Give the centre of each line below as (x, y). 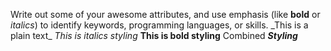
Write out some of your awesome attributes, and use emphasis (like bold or (165, 14)
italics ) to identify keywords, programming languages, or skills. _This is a (159, 25)
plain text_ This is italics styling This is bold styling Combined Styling (154, 35)
